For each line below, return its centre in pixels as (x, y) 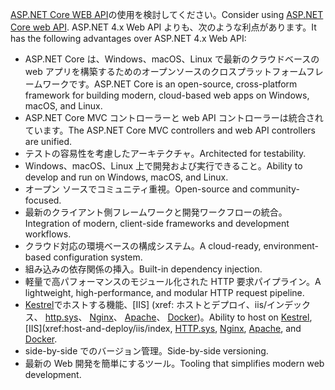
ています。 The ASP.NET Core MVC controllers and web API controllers (170, 130)
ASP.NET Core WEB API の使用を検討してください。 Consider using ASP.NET (167, 14)
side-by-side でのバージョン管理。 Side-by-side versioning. (146, 351)
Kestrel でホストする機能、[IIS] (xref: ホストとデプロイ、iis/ (146, 304)
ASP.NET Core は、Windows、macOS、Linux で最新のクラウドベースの (172, 59)
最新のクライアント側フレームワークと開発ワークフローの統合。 (156, 212)
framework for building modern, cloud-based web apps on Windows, (167, 95)
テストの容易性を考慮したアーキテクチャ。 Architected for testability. (165, 153)
